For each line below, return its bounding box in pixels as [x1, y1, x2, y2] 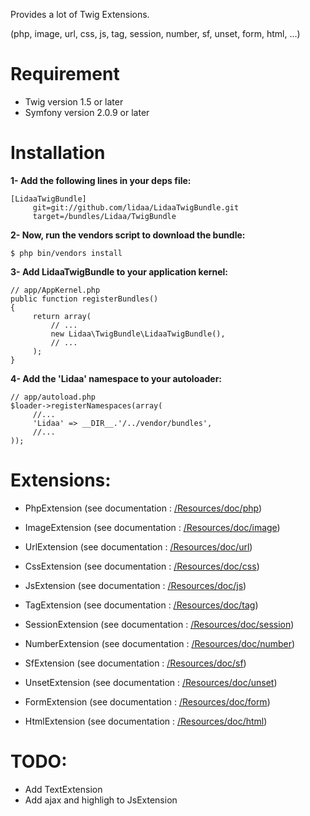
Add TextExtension [24, 783, 103, 795]
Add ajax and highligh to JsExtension [24, 794, 178, 806]
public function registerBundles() [10, 294, 159, 304]
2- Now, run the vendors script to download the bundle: [10, 229, 246, 241]
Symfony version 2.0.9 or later [24, 106, 150, 118]
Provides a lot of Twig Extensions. [10, 9, 150, 20]
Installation [10, 142, 106, 164]
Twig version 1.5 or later [24, 95, 124, 108]
